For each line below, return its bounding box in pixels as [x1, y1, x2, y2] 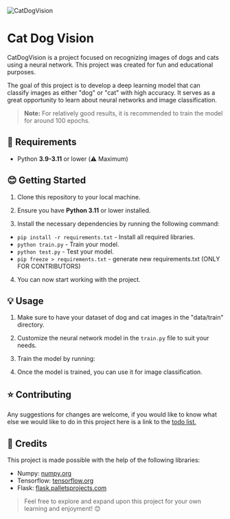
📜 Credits [7, 437, 48, 450]
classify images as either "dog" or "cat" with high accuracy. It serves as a [7, 88, 216, 96]
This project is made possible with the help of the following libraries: [7, 456, 200, 464]
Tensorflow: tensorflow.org [16, 476, 94, 485]
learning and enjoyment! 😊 [23, 505, 101, 512]
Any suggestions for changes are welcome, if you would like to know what [7, 410, 218, 419]
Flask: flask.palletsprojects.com [16, 484, 107, 492]
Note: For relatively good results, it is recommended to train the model [23, 109, 223, 117]
